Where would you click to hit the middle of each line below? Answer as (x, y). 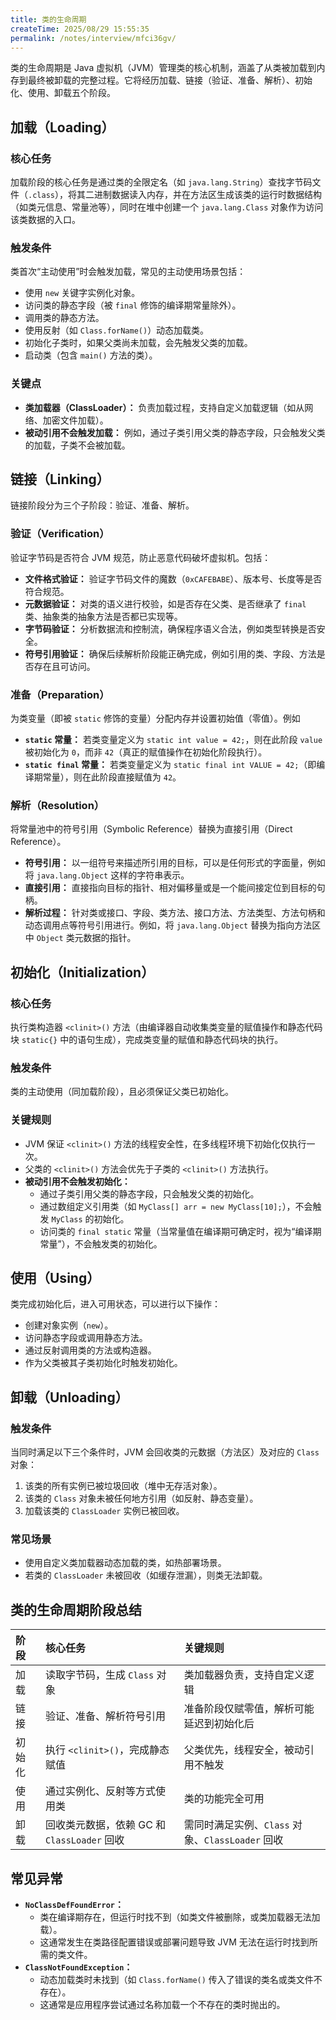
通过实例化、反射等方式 (100, 1791)
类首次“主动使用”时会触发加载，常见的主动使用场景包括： (128, 272)
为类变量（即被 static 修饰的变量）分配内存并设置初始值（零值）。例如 (155, 718)
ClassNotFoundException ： (78, 1967)
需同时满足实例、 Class (236, 1825)
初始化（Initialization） (82, 972)
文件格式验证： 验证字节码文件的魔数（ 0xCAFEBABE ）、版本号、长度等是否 (173, 578)
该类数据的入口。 (45, 220)
